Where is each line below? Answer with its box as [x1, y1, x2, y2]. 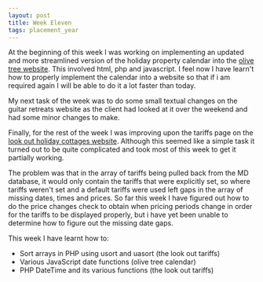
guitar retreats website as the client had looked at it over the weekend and [8, 104, 248, 114]
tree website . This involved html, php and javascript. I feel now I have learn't [8, 64, 254, 74]
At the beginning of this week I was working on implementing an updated [8, 48, 245, 57]
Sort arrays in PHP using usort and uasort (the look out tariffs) [19, 249, 221, 258]
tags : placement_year [8, 26, 79, 34]
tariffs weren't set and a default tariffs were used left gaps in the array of [8, 185, 243, 195]
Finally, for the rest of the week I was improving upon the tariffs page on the [8, 128, 254, 137]
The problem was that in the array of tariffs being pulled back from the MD [8, 168, 249, 178]
